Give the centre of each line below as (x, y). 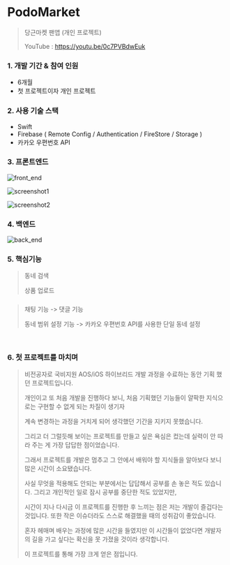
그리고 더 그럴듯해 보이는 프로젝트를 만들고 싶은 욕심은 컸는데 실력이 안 (120, 436)
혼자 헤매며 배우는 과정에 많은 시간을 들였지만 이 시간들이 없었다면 (114, 530)
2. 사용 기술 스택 (33, 111)
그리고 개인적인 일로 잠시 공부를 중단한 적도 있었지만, (105, 492)
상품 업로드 (39, 291)
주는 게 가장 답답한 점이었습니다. (76, 445)
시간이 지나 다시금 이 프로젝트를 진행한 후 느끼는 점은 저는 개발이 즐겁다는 (124, 506)
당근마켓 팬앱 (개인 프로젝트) (63, 32)
